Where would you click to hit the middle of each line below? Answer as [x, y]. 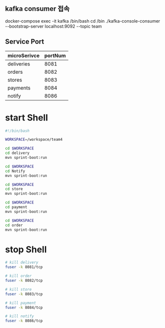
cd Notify [15, 171]
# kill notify [20, 316]
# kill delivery [22, 263]
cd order [14, 225]
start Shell [27, 118]
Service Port [25, 42]
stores [15, 80]
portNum [55, 56]
